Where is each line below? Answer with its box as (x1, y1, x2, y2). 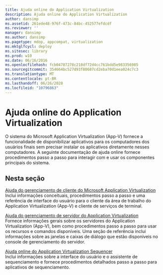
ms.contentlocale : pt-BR (5, 76, 56, 81)
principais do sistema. (5, 160, 51, 166)
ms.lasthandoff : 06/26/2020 (5, 81, 63, 86)
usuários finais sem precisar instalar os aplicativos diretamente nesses (5, 144, 150, 150)
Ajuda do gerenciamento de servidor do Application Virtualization (5, 213, 139, 219)
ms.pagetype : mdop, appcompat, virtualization (5, 40, 103, 45)
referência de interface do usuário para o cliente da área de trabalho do (5, 198, 152, 204)
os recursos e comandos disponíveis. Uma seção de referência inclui (5, 229, 146, 234)
